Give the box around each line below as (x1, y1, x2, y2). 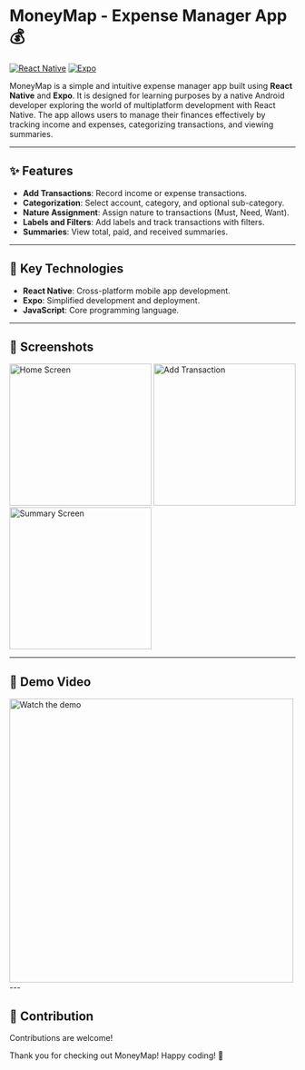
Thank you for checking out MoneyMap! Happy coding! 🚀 (9, 1050, 224, 1061)
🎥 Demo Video (9, 674, 92, 689)
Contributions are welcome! (9, 1033, 113, 1043)
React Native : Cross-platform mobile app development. (22, 285, 231, 296)
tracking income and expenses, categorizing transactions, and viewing (9, 119, 274, 130)
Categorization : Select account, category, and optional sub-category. (22, 197, 285, 208)
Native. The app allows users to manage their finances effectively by (9, 109, 266, 120)
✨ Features (9, 163, 74, 179)
